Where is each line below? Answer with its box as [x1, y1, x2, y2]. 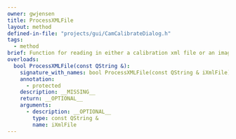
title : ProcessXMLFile [7, 17, 74, 24]
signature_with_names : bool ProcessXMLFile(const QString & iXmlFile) [20, 69, 231, 76]
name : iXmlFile [32, 121, 77, 128]
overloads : [7, 56, 39, 63]
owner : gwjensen [7, 10, 55, 18]
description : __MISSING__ [20, 88, 96, 95]
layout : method [7, 23, 52, 30]
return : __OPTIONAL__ [20, 95, 83, 102]
